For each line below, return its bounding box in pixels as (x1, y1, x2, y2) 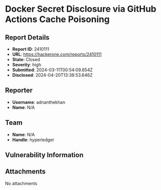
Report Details (5, 33, 50, 42)
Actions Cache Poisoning (5, 14, 110, 25)
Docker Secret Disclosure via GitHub (5, 3, 157, 15)
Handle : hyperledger (12, 137, 55, 143)
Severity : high (12, 62, 42, 67)
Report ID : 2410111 (12, 46, 49, 52)
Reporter (5, 86, 33, 95)
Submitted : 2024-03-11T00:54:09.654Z (12, 67, 93, 73)
